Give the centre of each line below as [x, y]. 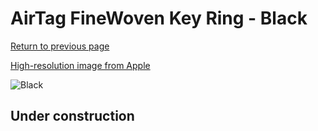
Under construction [72, 116]
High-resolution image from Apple [80, 65]
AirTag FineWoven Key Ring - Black [159, 18]
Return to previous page [60, 46]
